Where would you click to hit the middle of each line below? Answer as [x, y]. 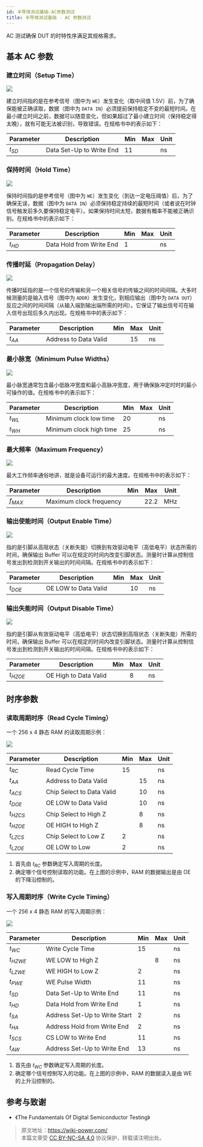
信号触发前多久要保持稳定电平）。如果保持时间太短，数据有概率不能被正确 [98, 210]
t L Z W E [18, 971]
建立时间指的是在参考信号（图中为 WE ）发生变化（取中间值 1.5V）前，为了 [98, 101]
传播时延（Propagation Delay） [53, 264]
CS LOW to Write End [76, 1037]
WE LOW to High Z [72, 960]
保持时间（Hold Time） [40, 170]
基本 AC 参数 [30, 56]
